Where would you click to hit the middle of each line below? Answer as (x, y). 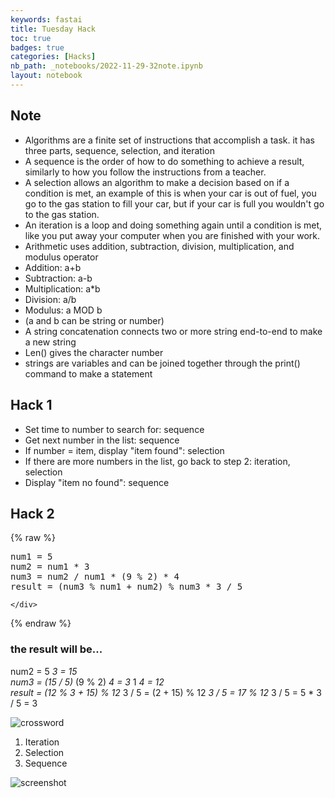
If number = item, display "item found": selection (124, 450)
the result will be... (56, 649)
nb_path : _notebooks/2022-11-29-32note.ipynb (106, 66)
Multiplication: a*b (62, 288)
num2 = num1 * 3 (50, 567)
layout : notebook (46, 76)
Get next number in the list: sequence (102, 440)
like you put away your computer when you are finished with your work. (172, 235)
